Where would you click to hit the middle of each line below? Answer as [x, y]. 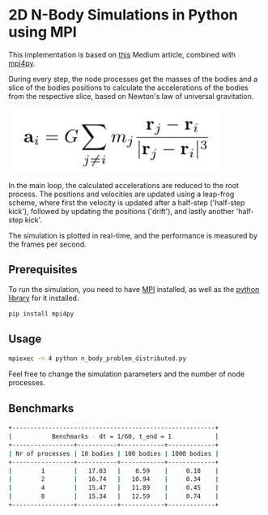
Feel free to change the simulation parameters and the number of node [127, 374]
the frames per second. [47, 244]
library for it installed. [44, 298]
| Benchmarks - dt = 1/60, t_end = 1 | [114, 436]
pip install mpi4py [41, 314]
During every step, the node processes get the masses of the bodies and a [133, 79]
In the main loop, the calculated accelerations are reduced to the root [123, 185]
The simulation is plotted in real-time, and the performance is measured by [133, 235]
